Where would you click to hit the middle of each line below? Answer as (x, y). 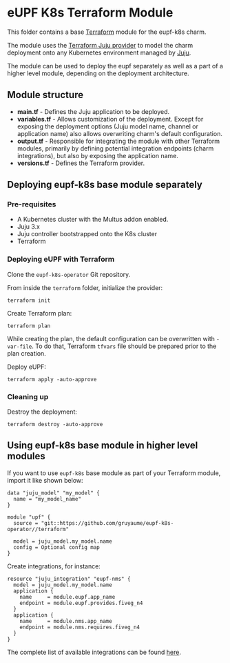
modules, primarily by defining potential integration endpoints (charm (115, 148)
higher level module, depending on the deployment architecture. (98, 73)
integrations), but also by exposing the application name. (98, 155)
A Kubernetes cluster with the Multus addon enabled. (93, 220)
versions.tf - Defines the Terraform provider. (81, 163)
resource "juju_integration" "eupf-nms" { (69, 579)
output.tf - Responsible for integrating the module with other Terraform (118, 141)
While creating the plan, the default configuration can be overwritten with (111, 338)
